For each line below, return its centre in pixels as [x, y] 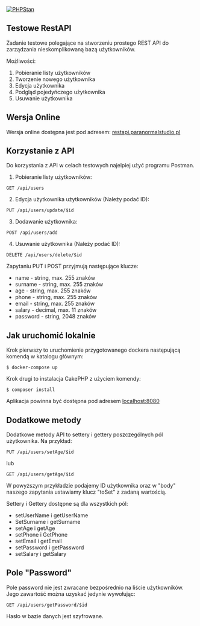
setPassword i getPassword [49, 547]
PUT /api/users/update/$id [40, 211]
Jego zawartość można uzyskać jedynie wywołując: [71, 594]
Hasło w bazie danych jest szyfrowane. [55, 616]
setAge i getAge [35, 528]
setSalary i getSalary [41, 554]
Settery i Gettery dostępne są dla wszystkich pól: [67, 504]
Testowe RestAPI [39, 28]
